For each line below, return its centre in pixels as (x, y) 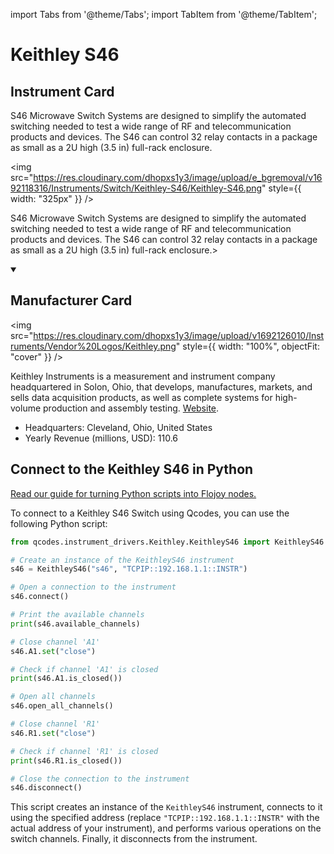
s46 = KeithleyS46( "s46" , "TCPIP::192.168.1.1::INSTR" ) (129, 569)
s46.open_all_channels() (62, 706)
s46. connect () (40, 597)
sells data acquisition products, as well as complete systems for (141, 397)
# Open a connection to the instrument (93, 587)
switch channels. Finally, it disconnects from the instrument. (134, 839)
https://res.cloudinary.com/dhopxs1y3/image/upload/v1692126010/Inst (179, 335)
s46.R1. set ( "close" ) (53, 733)
